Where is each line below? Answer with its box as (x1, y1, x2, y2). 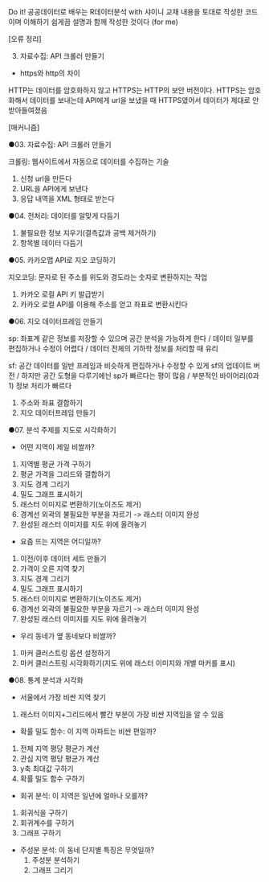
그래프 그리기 (31, 865, 74, 875)
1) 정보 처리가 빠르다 (8, 381, 72, 390)
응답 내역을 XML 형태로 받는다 (19, 194, 115, 203)
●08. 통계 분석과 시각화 (8, 675, 84, 685)
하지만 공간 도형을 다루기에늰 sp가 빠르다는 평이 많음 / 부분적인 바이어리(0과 (21, 371, 259, 380)
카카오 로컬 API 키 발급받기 (19, 289, 104, 299)
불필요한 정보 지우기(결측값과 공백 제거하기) (19, 228, 157, 237)
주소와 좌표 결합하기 (19, 398, 83, 408)
